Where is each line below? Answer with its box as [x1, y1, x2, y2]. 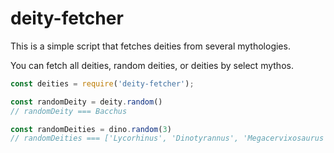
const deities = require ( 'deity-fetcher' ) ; [10, 78, 195, 89]
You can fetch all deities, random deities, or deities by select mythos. [10, 59, 294, 71]
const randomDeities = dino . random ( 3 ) [10, 124, 172, 134]
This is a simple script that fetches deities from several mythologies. [10, 40, 291, 52]
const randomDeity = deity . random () [10, 97, 163, 107]
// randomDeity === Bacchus [10, 106, 128, 116]
